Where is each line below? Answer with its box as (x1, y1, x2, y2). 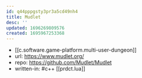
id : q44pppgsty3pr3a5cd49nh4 (6, 8, 78, 15)
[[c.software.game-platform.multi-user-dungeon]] (14, 46, 137, 53)
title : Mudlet (6, 14, 41, 20)
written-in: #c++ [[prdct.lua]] (14, 65, 86, 72)
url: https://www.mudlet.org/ (14, 53, 85, 60)
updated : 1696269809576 (6, 25, 65, 31)
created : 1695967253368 (6, 30, 65, 36)
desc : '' (6, 19, 28, 25)
